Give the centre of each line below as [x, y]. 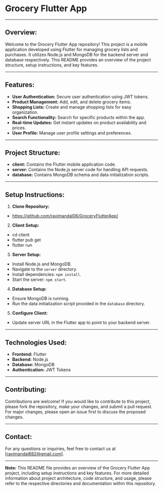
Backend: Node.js [30, 359]
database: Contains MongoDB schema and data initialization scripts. [81, 175]
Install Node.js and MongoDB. [42, 264]
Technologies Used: [36, 343]
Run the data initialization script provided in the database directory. [79, 304]
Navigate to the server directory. [45, 269]
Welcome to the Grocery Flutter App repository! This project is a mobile [76, 44]
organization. [25, 112]
